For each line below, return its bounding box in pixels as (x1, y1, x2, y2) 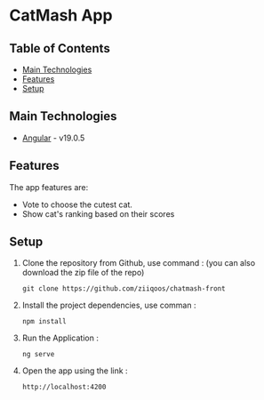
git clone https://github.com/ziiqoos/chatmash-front (21, 284, 226, 293)
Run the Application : (21, 332, 100, 343)
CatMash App (9, 5, 113, 26)
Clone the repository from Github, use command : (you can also (21, 258, 256, 268)
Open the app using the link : (21, 365, 128, 376)
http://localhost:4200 (21, 383, 107, 392)
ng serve (21, 350, 55, 359)
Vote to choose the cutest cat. (21, 199, 133, 210)
